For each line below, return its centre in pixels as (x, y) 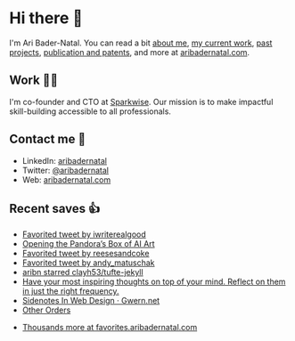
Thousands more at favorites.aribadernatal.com (110, 328)
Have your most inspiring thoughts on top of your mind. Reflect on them (154, 282)
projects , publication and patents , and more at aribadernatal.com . (130, 52)
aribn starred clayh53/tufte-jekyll (83, 272)
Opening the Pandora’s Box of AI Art (88, 244)
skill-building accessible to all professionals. (90, 111)
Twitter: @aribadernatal (66, 170)
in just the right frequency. (70, 291)
